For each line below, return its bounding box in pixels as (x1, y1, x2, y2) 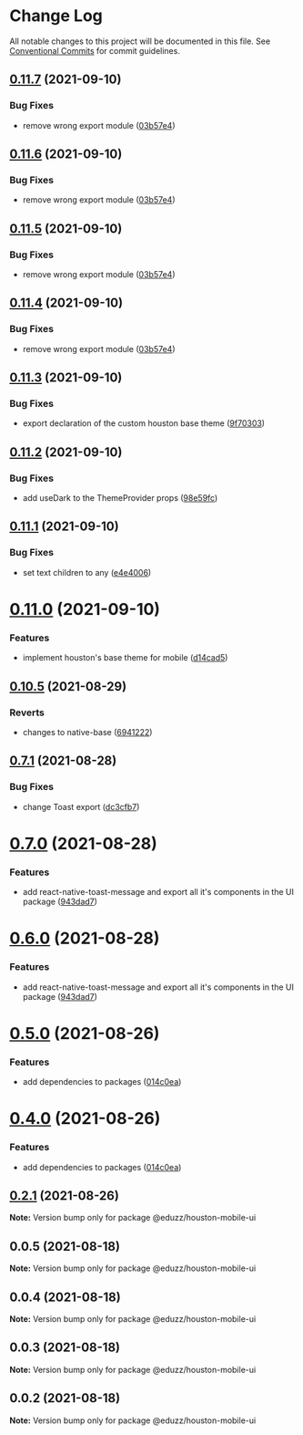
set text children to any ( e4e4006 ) (22, 567, 152, 577)
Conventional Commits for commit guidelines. (9, 45, 180, 56)
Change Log (9, 5, 103, 26)
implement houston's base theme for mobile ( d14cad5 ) (22, 652, 228, 663)
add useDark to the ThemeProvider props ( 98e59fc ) (22, 493, 218, 504)
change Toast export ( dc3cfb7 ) (22, 801, 140, 812)
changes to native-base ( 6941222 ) (22, 726, 153, 737)
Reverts (9, 706, 45, 719)
